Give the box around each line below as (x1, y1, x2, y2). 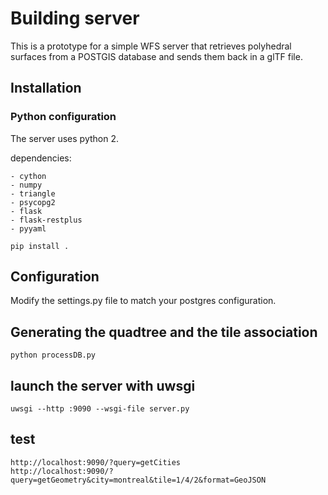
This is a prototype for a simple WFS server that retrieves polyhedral (10, 40, 292, 52)
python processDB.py (10, 350, 97, 361)
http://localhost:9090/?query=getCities (10, 457, 182, 467)
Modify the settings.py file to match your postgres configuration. (10, 295, 277, 307)
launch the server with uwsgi (10, 377, 196, 394)
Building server (10, 7, 140, 30)
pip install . (10, 241, 70, 251)
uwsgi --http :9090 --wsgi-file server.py (10, 404, 190, 414)
